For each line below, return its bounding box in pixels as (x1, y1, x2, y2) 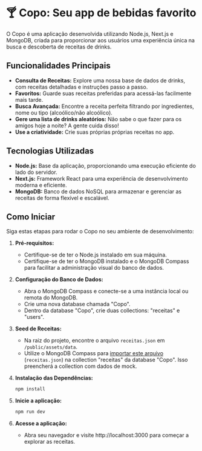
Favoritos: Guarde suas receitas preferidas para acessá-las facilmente (15, 90, 192, 97)
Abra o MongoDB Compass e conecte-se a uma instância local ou (24, 287, 189, 295)
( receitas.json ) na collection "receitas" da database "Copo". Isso (24, 356, 188, 364)
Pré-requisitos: (15, 239, 54, 247)
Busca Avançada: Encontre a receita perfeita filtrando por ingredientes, (15, 102, 195, 110)
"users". (24, 313, 45, 321)
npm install (15, 386, 45, 392)
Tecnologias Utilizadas (6, 146, 94, 156)
